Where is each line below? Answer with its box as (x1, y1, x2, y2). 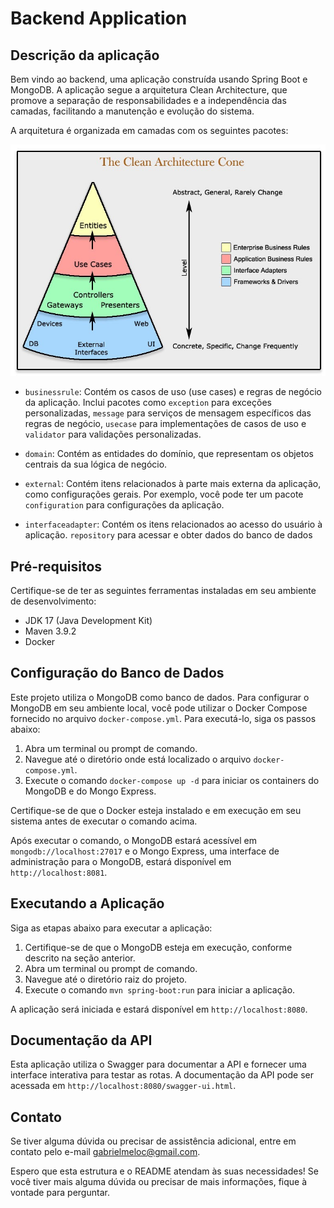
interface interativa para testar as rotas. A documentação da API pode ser (10, 1069, 314, 1081)
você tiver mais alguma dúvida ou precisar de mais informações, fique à (10, 1176, 308, 1188)
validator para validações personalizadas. (24, 428, 202, 441)
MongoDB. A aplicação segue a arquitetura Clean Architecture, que (10, 84, 288, 96)
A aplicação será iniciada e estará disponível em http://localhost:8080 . (10, 1003, 308, 1015)
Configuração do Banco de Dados (10, 665, 225, 682)
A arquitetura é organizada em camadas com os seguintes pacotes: (10, 125, 289, 136)
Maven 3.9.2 (24, 625, 77, 637)
